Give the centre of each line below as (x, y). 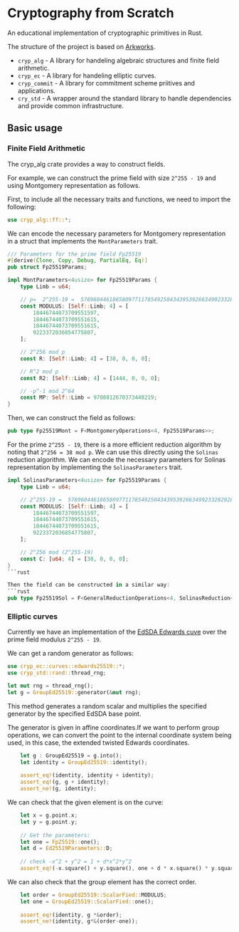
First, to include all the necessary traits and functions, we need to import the (119, 199)
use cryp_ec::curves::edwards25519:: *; (67, 666)
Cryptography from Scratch (91, 13)
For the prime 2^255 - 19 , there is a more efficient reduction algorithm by (115, 444)
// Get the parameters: (55, 835)
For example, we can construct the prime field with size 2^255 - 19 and (112, 178)
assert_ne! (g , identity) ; (59, 789)
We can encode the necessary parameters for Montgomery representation (117, 234)
